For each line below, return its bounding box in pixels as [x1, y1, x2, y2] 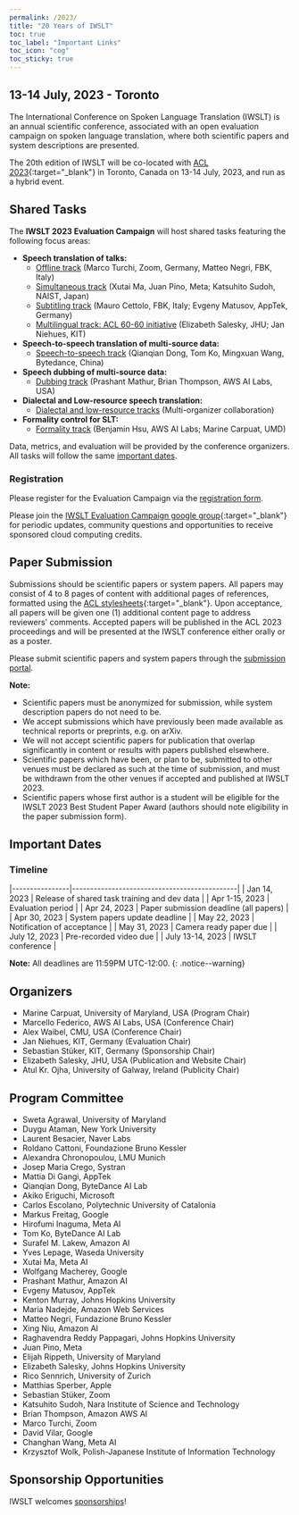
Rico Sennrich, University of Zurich [21, 1370, 152, 1381]
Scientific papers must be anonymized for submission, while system [21, 697, 273, 707]
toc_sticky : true [9, 54, 74, 63]
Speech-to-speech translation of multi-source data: [21, 338, 220, 348]
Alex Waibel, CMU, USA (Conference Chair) [21, 1026, 183, 1037]
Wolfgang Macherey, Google [21, 1266, 128, 1277]
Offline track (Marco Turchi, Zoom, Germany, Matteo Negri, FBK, [35, 262, 272, 272]
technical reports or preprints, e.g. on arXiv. [21, 725, 183, 736]
